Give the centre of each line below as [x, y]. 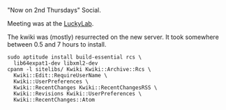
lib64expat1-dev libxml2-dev [56, 63]
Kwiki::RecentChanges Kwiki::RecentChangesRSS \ [85, 88]
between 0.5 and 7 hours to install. [57, 44]
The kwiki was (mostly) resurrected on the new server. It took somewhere [113, 37]
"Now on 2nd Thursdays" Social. [54, 10]
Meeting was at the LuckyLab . [51, 23]
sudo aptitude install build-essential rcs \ [74, 57]
